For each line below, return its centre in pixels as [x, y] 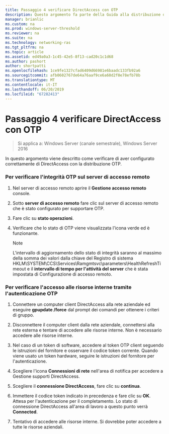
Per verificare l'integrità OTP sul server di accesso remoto [77, 177]
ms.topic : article [24, 52]
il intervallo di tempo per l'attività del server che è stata [90, 269]
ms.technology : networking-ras [38, 43]
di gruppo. [23, 315]
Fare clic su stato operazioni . [43, 218]
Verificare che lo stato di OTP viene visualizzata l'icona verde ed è [81, 228]
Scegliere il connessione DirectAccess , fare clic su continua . [77, 386]
